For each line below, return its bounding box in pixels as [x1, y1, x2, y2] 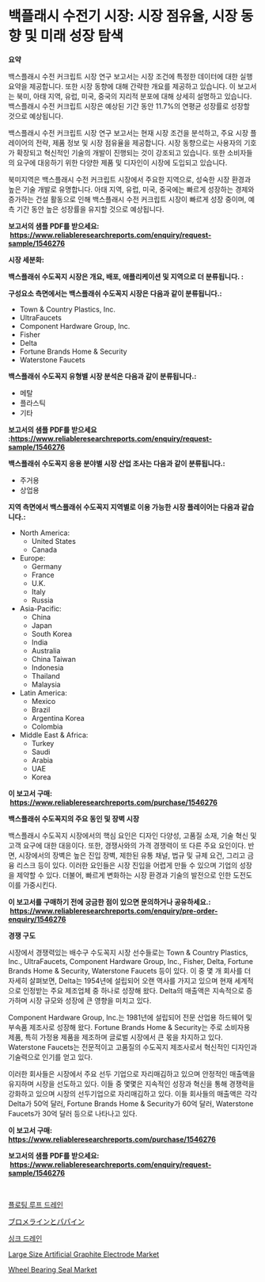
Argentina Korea [31, 713, 85, 722]
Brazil [31, 705, 51, 714]
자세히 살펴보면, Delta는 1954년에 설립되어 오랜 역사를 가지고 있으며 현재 [8, 976, 233, 985]
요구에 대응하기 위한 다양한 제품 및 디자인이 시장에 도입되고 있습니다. [16, 158, 228, 167]
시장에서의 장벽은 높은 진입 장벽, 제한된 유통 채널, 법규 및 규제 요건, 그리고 [18, 850, 246, 860]
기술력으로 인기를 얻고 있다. [8, 1052, 93, 1062]
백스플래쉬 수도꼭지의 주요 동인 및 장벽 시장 [8, 813, 140, 823]
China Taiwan [31, 654, 77, 664]
